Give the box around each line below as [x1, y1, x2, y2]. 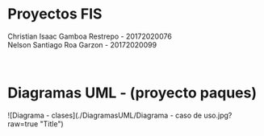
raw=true [7, 118, 39, 129]
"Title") [40, 118, 64, 129]
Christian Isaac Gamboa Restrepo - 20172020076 [7, 31, 173, 41]
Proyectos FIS [7, 5, 103, 23]
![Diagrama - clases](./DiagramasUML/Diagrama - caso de [7, 110, 203, 120]
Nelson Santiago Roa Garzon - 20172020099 [7, 39, 157, 49]
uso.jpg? [203, 110, 233, 120]
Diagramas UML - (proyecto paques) [7, 84, 258, 102]
